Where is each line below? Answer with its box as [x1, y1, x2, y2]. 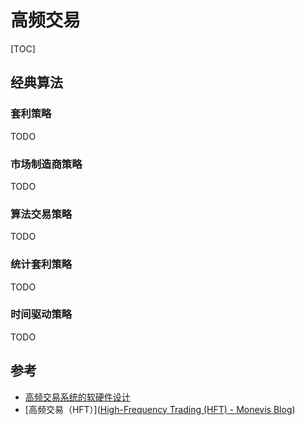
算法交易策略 [10, 207, 73, 221]
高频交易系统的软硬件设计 [24, 391, 131, 403]
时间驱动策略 [10, 307, 73, 321]
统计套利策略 [10, 257, 73, 271]
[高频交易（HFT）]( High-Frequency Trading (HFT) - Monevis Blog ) [24, 403, 296, 415]
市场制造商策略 [10, 157, 83, 171]
